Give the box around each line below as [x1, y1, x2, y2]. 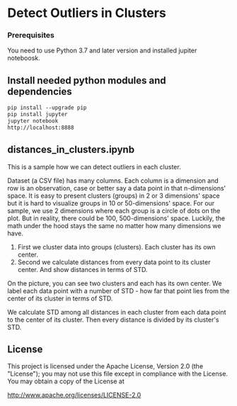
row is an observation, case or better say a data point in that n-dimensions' [7, 184, 226, 192]
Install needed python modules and [7, 74, 166, 86]
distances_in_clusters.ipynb [7, 144, 135, 156]
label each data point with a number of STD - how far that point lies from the [7, 286, 230, 295]
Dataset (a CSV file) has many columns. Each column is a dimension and [7, 176, 219, 185]
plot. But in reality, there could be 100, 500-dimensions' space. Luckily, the [7, 214, 225, 222]
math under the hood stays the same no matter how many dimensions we [7, 221, 221, 230]
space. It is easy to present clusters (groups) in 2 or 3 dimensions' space [7, 191, 221, 200]
